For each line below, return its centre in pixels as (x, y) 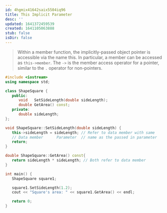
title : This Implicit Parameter (39, 15)
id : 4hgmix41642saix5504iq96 (35, 10)
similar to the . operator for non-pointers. (60, 68)
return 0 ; (22, 201)
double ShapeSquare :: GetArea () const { (45, 156)
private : (21, 110)
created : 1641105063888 (30, 29)
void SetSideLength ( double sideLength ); (63, 100)
